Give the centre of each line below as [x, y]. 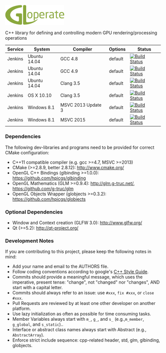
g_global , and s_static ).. [38, 324]
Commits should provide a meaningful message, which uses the [77, 277]
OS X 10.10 [40, 95]
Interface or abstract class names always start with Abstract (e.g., [79, 330]
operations [16, 38]
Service [15, 49]
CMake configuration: [27, 152]
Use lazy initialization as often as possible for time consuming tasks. [82, 314]
